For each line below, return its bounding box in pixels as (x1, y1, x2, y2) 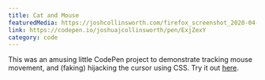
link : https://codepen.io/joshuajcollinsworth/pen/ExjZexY (8, 26, 207, 34)
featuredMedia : (8, 19, 58, 27)
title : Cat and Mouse (8, 11, 80, 20)
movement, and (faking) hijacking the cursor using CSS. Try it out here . (8, 64, 239, 73)
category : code (8, 33, 58, 42)
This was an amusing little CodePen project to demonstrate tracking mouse (8, 55, 252, 64)
